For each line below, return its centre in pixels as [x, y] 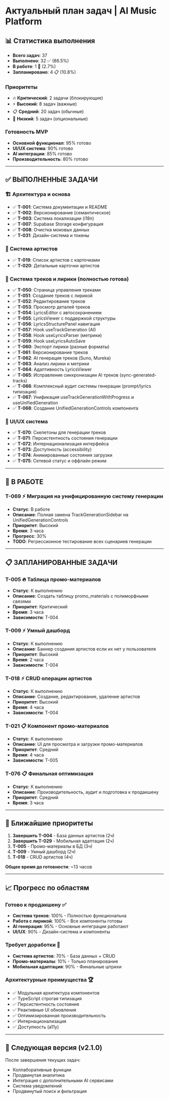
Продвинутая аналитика [38, 1075]
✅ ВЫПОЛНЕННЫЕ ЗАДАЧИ [52, 179]
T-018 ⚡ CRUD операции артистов [49, 678]
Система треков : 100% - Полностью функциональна [69, 916]
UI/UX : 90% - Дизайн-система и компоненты [61, 932]
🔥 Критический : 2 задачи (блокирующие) [58, 98]
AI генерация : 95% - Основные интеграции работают [70, 927]
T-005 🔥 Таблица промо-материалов [53, 580]
